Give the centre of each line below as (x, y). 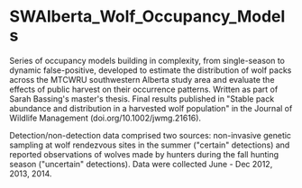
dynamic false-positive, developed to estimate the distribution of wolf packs (151, 70)
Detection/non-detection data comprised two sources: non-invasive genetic (150, 135)
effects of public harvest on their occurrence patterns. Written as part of (144, 89)
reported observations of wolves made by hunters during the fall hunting (144, 154)
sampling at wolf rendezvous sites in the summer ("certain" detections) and (150, 145)
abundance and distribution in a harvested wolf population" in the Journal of (151, 108)
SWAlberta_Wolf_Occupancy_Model (147, 17)
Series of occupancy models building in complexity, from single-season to (147, 60)
